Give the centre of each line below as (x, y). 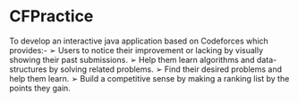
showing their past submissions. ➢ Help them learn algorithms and (132, 59)
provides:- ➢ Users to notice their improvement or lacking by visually (136, 50)
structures (28, 69)
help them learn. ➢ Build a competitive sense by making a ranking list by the (149, 78)
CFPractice (51, 16)
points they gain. (40, 88)
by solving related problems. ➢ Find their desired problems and (165, 69)
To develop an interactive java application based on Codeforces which (139, 41)
